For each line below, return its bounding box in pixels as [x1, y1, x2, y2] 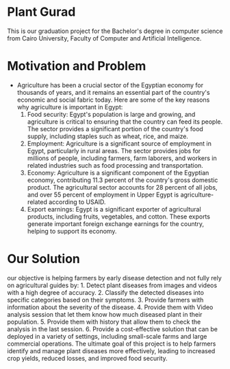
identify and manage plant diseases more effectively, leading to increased [7, 346, 216, 355]
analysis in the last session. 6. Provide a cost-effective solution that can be [7, 324, 218, 333]
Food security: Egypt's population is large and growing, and [27, 110, 196, 118]
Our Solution [7, 251, 81, 267]
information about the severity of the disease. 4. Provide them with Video [7, 303, 214, 311]
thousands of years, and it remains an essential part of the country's [16, 88, 210, 96]
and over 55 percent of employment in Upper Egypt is [27, 190, 179, 199]
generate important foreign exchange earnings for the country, [27, 219, 204, 227]
